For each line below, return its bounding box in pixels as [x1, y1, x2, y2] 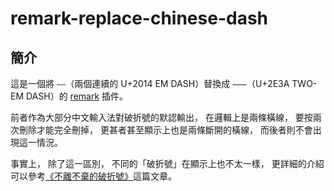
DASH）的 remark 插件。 [25, 90, 129, 102]
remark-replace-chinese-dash [10, 7, 269, 30]
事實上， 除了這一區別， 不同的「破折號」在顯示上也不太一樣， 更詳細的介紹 [10, 158, 325, 169]
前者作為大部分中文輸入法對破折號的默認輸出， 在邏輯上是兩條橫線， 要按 [10, 112, 313, 123]
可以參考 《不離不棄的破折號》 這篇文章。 [10, 170, 177, 182]
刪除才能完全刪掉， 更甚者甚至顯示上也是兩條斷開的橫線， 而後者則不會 [18, 124, 313, 136]
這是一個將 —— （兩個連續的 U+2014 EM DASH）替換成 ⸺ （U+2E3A [10, 78, 290, 89]
